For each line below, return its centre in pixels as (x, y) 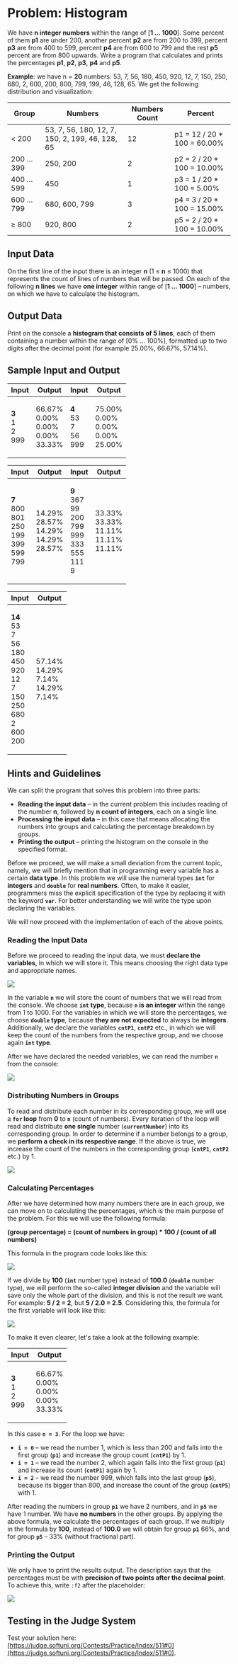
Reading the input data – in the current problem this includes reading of (123, 804)
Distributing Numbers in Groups (63, 1095)
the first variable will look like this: (57, 1311)
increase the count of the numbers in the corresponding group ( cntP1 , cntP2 (118, 1149)
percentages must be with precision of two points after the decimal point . (117, 1578)
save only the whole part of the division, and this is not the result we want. (116, 1295)
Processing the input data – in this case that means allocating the (114, 819)
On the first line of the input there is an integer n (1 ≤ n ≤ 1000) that (105, 271)
